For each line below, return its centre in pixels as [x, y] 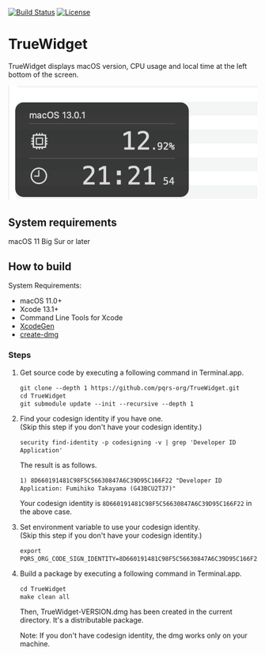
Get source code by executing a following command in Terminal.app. [132, 372]
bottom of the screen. [44, 74]
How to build [40, 267]
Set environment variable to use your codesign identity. [110, 527]
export [30, 550]
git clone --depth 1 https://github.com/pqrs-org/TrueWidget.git [129, 388]
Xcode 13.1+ [39, 310]
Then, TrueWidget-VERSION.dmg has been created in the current [126, 611]
